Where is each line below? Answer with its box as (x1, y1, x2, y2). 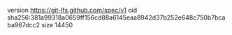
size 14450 (41, 21, 73, 29)
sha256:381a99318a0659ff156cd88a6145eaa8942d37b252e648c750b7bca (7, 13, 226, 22)
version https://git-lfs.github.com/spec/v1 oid (7, 6, 138, 14)
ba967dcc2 (7, 21, 41, 29)
